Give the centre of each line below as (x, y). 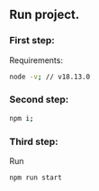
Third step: (34, 141)
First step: (32, 41)
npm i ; (22, 118)
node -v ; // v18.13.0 (50, 77)
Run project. (45, 15)
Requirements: (36, 60)
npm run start (36, 178)
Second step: (39, 100)
